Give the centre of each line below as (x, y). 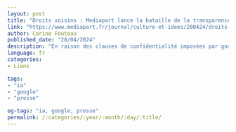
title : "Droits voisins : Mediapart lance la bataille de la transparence (119, 20)
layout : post (26, 14)
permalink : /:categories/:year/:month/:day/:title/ (84, 118)
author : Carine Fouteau (42, 33)
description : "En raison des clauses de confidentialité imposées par (113, 46)
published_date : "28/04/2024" (52, 40)
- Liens (19, 66)
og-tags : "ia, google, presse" (53, 111)
